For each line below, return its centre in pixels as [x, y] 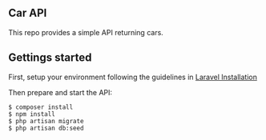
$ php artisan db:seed [46, 128]
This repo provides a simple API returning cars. [86, 32]
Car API [28, 13]
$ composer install [41, 107]
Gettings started [50, 58]
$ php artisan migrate [46, 121]
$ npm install [32, 114]
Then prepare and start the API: [60, 92]
